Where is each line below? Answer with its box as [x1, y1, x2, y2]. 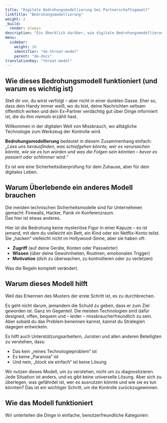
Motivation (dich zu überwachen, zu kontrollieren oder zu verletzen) [12, 255, 153, 262]
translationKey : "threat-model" [5, 58, 72, 63]
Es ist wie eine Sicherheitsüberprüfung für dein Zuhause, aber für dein [5, 164, 150, 170]
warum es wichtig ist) [5, 84, 74, 93]
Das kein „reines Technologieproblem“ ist [12, 348, 97, 354]
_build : [5, 21, 21, 26]
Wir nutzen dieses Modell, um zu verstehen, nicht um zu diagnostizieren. [5, 368, 155, 374]
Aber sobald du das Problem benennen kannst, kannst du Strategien [5, 318, 145, 324]
